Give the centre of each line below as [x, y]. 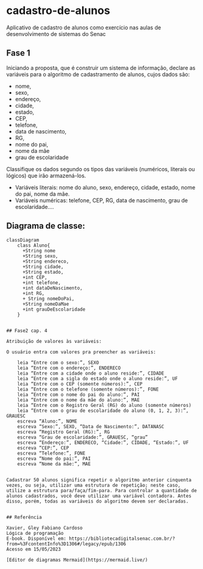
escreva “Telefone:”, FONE [51, 453]
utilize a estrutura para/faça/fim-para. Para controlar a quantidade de [102, 490]
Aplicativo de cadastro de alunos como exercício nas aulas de [84, 27]
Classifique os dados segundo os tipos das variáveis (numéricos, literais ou [101, 169]
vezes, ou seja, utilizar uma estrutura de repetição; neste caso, [94, 485]
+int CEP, [35, 277]
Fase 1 [18, 53]
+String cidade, [43, 267]
